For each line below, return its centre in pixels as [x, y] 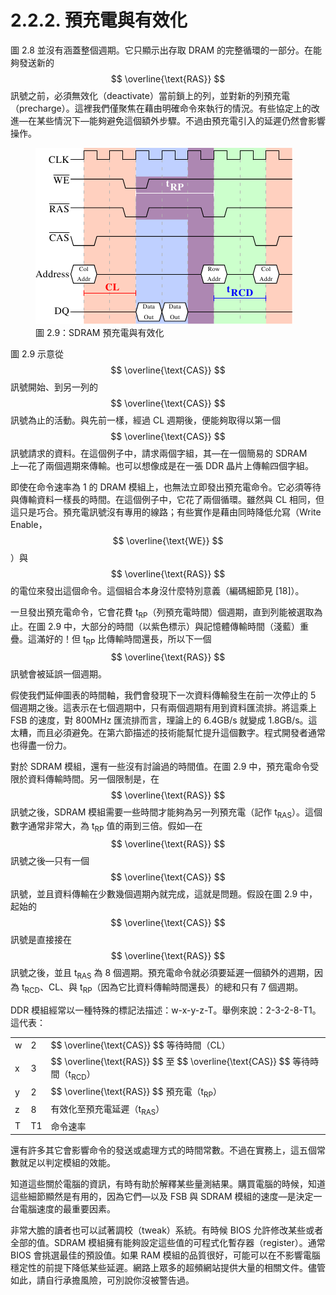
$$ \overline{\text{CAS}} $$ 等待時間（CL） [140, 1045]
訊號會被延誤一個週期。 [58, 673]
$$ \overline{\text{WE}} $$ [168, 540]
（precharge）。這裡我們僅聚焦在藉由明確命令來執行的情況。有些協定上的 [161, 108]
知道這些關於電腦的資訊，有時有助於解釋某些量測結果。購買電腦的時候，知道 [168, 1184]
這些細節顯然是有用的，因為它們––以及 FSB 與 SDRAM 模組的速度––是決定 [162, 1197]
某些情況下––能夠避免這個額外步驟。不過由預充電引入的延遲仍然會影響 [181, 120]
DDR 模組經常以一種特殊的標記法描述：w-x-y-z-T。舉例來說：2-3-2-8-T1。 [166, 1010]
